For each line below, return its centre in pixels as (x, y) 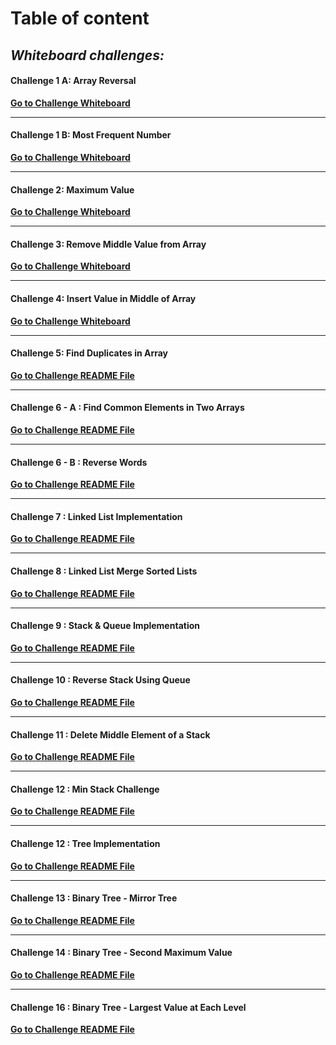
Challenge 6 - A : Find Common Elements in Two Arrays (127, 408)
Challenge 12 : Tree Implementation (85, 844)
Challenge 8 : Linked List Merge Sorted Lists (104, 571)
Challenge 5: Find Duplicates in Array (89, 353)
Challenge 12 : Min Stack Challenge (85, 789)
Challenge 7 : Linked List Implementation (96, 516)
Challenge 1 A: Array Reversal (73, 81)
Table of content (80, 18)
